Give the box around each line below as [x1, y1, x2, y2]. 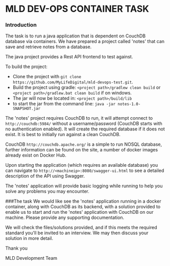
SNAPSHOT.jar [12, 106, 41, 112]
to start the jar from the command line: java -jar [12, 101, 116, 107]
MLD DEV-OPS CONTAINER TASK [5, 3, 150, 15]
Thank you [5, 245, 28, 251]
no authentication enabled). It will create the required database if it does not [5, 126, 165, 132]
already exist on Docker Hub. [5, 152, 66, 159]
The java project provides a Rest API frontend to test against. [5, 54, 133, 60]
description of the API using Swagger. [5, 173, 85, 179]
